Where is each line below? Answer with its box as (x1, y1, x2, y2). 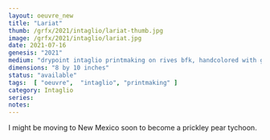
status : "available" (8, 71, 78, 79)
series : (8, 94, 35, 102)
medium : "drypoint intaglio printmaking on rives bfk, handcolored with (8, 57, 257, 65)
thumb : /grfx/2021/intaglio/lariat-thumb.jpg (8, 26, 163, 34)
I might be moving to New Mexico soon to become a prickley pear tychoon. (8, 123, 257, 133)
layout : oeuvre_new (8, 11, 74, 20)
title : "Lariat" (8, 19, 63, 27)
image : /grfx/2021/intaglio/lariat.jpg (8, 34, 142, 42)
